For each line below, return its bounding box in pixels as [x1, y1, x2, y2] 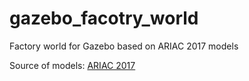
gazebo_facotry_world [9, 7, 199, 30]
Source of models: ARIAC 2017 [9, 59, 136, 71]
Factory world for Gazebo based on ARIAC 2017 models [9, 40, 239, 52]
